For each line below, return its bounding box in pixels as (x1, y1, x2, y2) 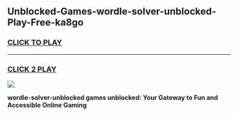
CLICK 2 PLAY (7, 64, 57, 74)
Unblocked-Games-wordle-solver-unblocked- (7, 6, 217, 18)
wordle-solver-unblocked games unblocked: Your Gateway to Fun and (7, 93, 218, 101)
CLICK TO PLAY (7, 38, 62, 48)
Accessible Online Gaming (7, 101, 87, 109)
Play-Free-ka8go (7, 17, 84, 29)
